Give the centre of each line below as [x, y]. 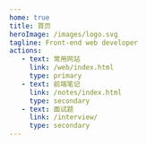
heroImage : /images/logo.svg [64, 34]
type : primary [56, 76]
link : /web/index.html [72, 68]
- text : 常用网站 [51, 59]
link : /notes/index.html [76, 92]
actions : [26, 51]
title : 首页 [30, 26]
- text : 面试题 [48, 109]
